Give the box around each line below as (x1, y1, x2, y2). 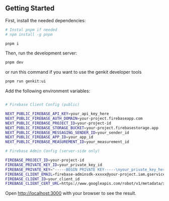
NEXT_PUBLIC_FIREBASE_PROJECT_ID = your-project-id (5, 121, 112, 126)
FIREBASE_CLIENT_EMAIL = (5, 172, 55, 177)
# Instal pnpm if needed (5, 27, 57, 32)
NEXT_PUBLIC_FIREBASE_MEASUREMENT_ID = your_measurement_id (5, 139, 129, 144)
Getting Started (5, 4, 55, 13)
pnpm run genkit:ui (5, 79, 46, 84)
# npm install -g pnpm (5, 32, 53, 37)
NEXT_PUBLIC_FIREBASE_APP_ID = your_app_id (5, 135, 94, 140)
